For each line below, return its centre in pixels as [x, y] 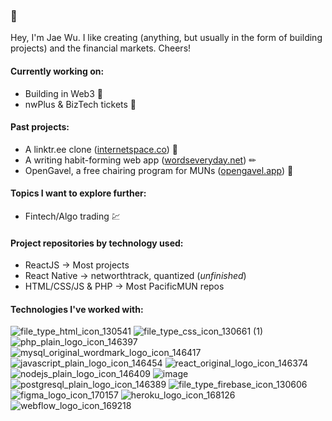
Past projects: [40, 127]
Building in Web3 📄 [63, 93]
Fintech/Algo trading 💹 [72, 216]
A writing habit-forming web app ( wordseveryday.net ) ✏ [140, 160]
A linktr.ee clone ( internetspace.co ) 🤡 [101, 149]
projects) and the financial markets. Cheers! [101, 48]
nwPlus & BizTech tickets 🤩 [80, 104]
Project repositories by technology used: [97, 243]
